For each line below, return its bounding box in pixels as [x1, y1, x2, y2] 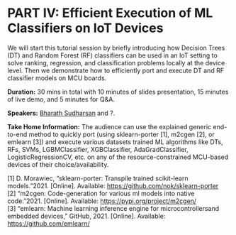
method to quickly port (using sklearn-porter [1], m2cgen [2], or [28, 130, 215, 138]
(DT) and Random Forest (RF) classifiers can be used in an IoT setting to [7, 51, 218, 60]
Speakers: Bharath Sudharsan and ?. [7, 109, 116, 117]
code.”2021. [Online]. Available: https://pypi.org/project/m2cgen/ [7, 197, 197, 205]
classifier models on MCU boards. [7, 73, 107, 82]
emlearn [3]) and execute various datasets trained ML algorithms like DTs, [7, 137, 223, 146]
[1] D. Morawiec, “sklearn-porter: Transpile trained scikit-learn [7, 174, 189, 182]
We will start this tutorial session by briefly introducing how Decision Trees [7, 43, 225, 52]
